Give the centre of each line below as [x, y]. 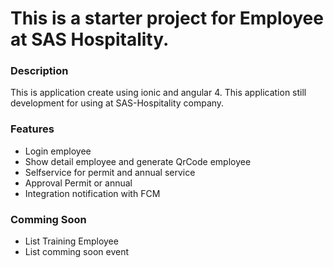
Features [32, 129]
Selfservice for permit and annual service [110, 172]
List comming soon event [77, 252]
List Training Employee [71, 241]
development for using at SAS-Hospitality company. [117, 103]
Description [39, 71]
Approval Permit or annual [78, 183]
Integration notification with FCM [92, 193]
